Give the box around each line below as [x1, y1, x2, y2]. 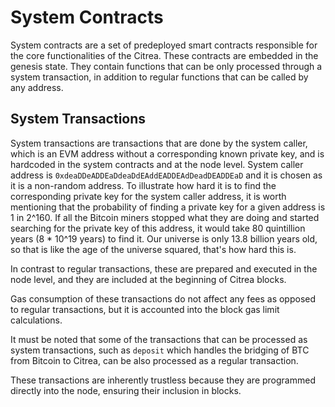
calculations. [10, 314, 63, 326]
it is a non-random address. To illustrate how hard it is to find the [10, 179, 277, 191]
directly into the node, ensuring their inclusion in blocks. [10, 384, 242, 396]
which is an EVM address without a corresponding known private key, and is [10, 147, 325, 160]
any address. [10, 81, 64, 93]
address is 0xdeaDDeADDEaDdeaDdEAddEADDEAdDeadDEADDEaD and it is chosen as [10, 169, 323, 181]
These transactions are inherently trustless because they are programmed [10, 374, 316, 386]
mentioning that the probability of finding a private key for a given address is [10, 201, 326, 213]
